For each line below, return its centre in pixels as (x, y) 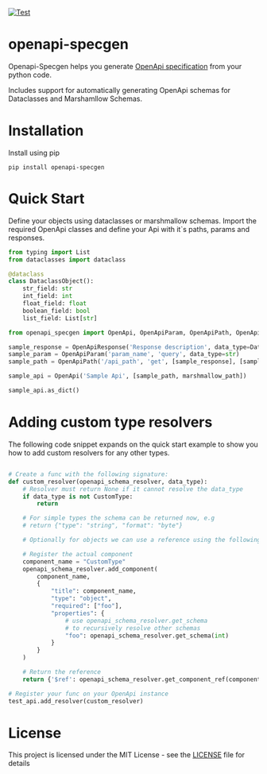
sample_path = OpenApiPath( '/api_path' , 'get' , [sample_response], (122, 362)
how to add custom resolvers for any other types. (89, 452)
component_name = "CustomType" (74, 561)
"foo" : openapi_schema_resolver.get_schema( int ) (147, 636)
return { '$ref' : (50, 679)
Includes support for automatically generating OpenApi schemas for (120, 90)
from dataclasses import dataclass (67, 259)
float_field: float (55, 304)
